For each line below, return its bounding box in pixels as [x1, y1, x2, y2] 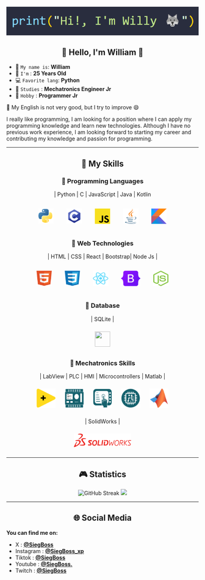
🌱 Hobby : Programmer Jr [15, 92, 78, 100]
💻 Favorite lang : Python [15, 77, 81, 84]
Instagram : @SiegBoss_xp [15, 547, 84, 554]
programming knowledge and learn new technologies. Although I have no [6, 122, 191, 129]
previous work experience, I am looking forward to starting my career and [6, 129, 192, 136]
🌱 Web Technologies [71, 239, 134, 247]
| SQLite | [90, 315, 115, 322]
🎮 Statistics [78, 469, 127, 480]
